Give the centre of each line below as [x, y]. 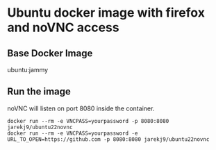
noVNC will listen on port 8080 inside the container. [81, 108]
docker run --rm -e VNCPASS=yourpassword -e [73, 133]
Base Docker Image [50, 53]
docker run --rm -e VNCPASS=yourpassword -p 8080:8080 [88, 121]
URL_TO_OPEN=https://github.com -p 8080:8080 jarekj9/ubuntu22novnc [108, 139]
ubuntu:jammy [28, 70]
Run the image [39, 92]
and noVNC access [63, 27]
